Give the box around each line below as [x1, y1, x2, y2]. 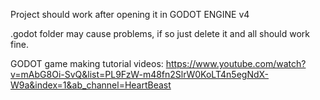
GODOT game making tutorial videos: [10, 58, 164, 69]
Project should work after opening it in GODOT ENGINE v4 [10, 9, 250, 20]
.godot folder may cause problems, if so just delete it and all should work [10, 28, 311, 39]
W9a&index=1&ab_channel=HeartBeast [10, 79, 172, 91]
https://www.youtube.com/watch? [165, 58, 307, 69]
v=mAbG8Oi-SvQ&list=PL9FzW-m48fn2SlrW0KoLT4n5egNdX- [10, 69, 270, 80]
